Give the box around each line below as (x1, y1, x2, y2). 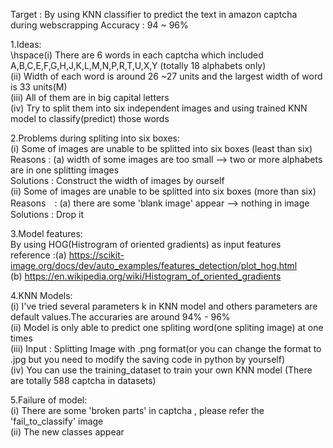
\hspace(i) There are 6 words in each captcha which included (10, 49, 264, 61)
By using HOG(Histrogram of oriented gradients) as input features (10, 239, 282, 250)
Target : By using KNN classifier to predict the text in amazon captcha (10, 9, 298, 20)
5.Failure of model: (10, 394, 88, 406)
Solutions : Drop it (10, 209, 84, 220)
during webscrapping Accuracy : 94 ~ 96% (10, 19, 189, 31)
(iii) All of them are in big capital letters (10, 92, 170, 103)
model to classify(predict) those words (10, 113, 170, 124)
